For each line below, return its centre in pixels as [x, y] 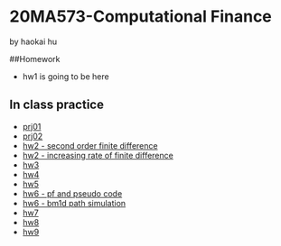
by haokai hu [33, 41]
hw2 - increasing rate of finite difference [98, 155]
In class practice [56, 105]
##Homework [35, 59]
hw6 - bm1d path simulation [74, 203]
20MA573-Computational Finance [141, 17]
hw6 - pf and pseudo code [72, 193]
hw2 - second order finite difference [90, 145]
